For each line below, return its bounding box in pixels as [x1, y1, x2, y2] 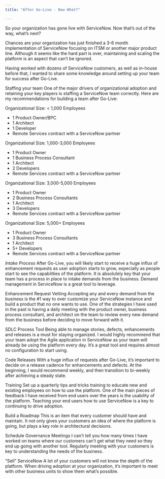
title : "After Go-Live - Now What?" [5, 7, 80, 12]
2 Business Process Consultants [12, 195, 78, 201]
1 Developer [12, 125, 36, 131]
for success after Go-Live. [5, 75, 58, 81]
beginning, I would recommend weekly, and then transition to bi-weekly [5, 367, 150, 373]
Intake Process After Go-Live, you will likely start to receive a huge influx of [5, 260, 158, 266]
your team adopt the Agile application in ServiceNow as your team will [5, 337, 148, 342]
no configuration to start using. [5, 347, 68, 353]
